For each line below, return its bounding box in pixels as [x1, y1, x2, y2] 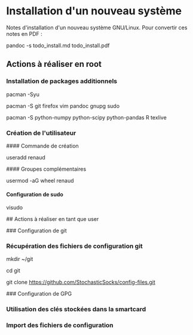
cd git [6, 267, 21, 274]
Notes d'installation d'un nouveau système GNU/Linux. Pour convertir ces [6, 24, 188, 31]
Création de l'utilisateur [6, 128, 76, 137]
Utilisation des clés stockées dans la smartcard [6, 305, 146, 314]
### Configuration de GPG [6, 290, 72, 297]
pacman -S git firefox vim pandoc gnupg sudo [6, 102, 120, 109]
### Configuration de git [6, 227, 67, 234]
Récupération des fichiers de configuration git [6, 242, 143, 250]
